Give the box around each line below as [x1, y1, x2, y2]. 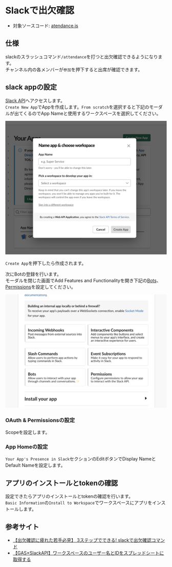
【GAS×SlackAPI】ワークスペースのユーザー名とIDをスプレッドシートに [12, 550, 164, 556]
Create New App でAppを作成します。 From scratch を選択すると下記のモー [5, 103, 159, 110]
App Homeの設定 [5, 444, 48, 451]
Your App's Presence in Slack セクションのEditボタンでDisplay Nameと [5, 456, 156, 462]
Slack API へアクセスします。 [5, 97, 66, 103]
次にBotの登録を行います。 [5, 271, 61, 277]
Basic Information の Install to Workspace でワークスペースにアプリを [5, 500, 153, 506]
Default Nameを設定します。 [5, 462, 66, 469]
